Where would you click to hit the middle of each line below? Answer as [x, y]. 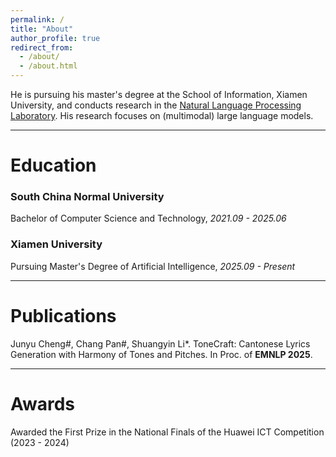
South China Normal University [87, 197]
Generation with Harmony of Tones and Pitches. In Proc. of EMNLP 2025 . [161, 354]
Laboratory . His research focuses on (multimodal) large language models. [162, 115]
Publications [63, 315]
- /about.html [48, 66]
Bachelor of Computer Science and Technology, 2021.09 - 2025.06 [148, 218]
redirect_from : [42, 47]
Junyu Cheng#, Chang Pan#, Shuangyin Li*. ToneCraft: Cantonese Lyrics [160, 343]
